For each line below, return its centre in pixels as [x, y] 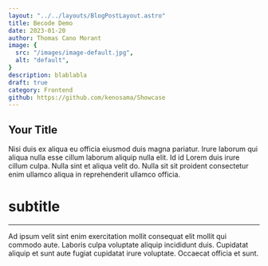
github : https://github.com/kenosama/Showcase [87, 97]
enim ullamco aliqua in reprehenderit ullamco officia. [95, 175]
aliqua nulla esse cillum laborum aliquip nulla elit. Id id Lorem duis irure [124, 157]
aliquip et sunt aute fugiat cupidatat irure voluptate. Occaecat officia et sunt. [134, 253]
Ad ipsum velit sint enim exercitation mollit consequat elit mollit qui [118, 236]
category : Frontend [41, 90]
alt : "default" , [42, 61]
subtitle [34, 206]
